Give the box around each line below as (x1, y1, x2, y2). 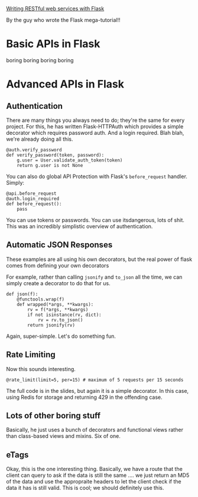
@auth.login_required (6, 195, 60, 202)
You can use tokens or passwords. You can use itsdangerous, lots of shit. (6, 216, 185, 224)
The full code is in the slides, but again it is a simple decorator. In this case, (6, 387, 189, 394)
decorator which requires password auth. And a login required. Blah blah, (6, 129, 184, 136)
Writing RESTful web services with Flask (6, 5, 105, 12)
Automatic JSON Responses (6, 240, 113, 250)
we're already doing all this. (6, 135, 73, 143)
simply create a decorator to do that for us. (6, 279, 111, 286)
